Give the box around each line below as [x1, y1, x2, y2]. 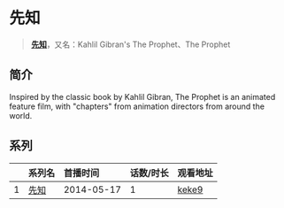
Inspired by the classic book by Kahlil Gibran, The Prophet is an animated [9, 91, 276, 102]
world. [9, 110, 33, 120]
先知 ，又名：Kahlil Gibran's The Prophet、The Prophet [30, 39, 231, 50]
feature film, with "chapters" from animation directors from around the [9, 101, 265, 112]
